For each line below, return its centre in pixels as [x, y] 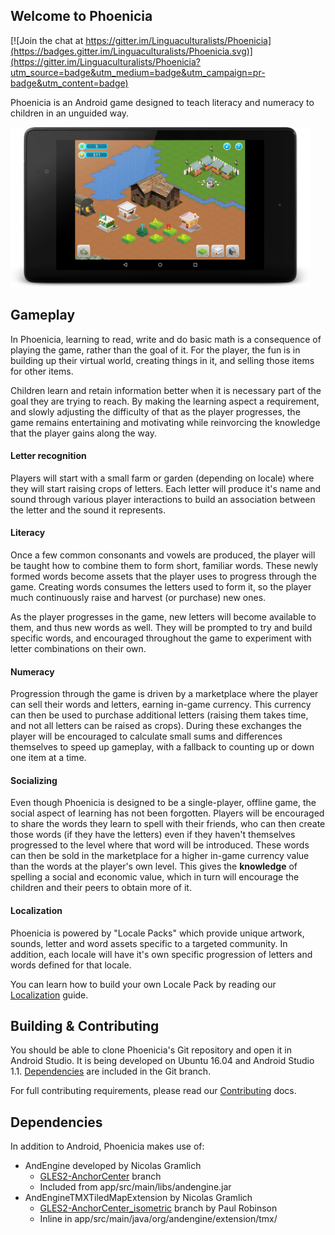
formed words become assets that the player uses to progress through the [163, 576]
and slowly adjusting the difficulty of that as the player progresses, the [155, 411]
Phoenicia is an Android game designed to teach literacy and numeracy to [162, 102]
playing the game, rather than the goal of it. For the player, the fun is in [155, 350]
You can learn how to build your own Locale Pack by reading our [143, 984]
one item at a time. [48, 758]
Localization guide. [49, 995]
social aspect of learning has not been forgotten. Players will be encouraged [167, 813]
